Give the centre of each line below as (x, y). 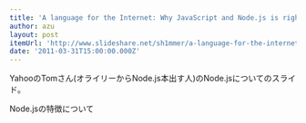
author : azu (32, 26)
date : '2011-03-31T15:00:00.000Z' (75, 52)
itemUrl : (26, 43)
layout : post (34, 34)
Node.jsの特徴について (52, 109)
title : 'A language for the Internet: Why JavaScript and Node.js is (144, 18)
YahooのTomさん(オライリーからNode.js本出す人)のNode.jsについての (141, 79)
